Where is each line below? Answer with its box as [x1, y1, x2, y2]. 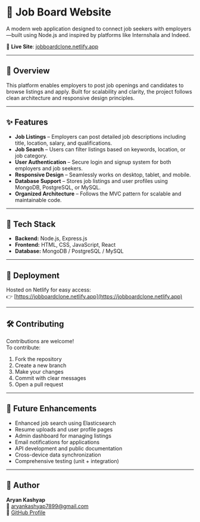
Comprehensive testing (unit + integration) [14, 457, 119, 464]
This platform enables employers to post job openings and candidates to [6, 82, 184, 89]
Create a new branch [14, 362, 67, 369]
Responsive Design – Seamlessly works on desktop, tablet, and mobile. [14, 171, 192, 178]
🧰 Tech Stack [6, 219, 56, 229]
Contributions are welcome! [6, 338, 74, 344]
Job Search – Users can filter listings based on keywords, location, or [14, 145, 186, 153]
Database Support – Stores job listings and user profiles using [14, 177, 168, 184]
